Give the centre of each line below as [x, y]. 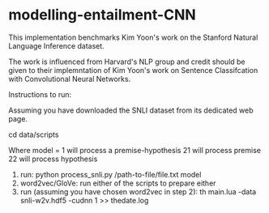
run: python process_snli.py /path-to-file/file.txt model [111, 174]
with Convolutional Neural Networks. [70, 79]
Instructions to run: [40, 94]
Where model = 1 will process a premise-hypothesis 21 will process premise [135, 150]
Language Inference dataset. [57, 45]
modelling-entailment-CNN [102, 15]
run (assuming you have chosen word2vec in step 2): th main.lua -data [138, 191]
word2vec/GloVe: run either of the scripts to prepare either [118, 183]
